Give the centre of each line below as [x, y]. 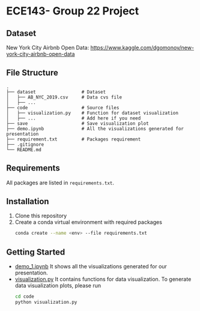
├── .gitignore [25, 144]
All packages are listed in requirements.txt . [60, 183]
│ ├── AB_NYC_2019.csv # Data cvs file [64, 97]
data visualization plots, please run [58, 286]
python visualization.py [46, 302]
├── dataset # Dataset [56, 92]
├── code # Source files [63, 107]
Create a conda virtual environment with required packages [88, 222]
